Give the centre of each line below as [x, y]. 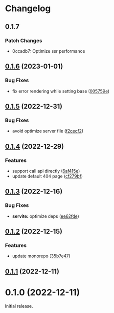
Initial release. [19, 306]
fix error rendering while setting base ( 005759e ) [61, 91]
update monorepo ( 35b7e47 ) [41, 256]
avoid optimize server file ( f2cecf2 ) [48, 131]
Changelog [28, 9]
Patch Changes [24, 41]
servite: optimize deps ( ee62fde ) [46, 216]
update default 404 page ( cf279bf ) [47, 176]
